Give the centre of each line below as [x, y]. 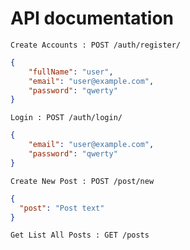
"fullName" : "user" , [71, 72]
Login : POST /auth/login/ [66, 118]
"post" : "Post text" [62, 208]
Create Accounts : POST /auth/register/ [96, 45]
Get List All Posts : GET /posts [80, 235]
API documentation [92, 18]
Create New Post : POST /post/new [82, 181]
